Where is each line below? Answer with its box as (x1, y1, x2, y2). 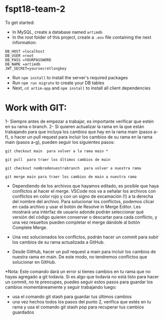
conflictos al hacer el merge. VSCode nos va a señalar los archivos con (12, 188, 156, 194)
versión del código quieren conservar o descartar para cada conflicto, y (12, 214, 158, 220)
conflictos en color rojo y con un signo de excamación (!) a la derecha (12, 193, 153, 199)
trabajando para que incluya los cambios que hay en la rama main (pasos (5, 129, 153, 135)
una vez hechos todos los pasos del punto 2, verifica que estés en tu (12, 298, 151, 304)
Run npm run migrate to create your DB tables (12, 80, 104, 86)
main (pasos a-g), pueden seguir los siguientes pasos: (5, 139, 115, 145)
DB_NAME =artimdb (5, 62, 41, 67)
